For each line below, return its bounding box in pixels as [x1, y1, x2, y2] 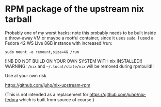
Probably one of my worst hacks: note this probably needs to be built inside [5, 30, 156, 36]
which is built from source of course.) [19, 96, 95, 103]
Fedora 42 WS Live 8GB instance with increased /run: [5, 40, 113, 46]
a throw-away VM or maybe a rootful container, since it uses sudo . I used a [5, 35, 154, 41]
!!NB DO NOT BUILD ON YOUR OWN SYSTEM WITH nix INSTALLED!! [5, 58, 142, 64]
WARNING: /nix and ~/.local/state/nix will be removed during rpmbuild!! [5, 63, 154, 69]
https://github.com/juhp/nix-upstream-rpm [5, 82, 91, 88]
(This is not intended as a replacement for [5, 91, 89, 97]
